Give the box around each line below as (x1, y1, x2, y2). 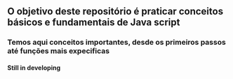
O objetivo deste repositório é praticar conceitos (7, 6, 223, 17)
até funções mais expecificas (7, 46, 110, 56)
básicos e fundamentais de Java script (7, 17, 180, 29)
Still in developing (7, 63, 61, 72)
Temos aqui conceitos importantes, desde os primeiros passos (7, 38, 226, 48)
